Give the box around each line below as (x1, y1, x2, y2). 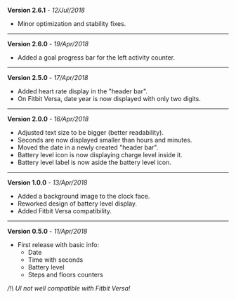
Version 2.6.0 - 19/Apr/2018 (7, 40, 89, 48)
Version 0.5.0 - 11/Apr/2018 (7, 227, 88, 235)
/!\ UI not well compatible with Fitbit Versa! (7, 284, 131, 292)
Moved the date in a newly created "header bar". (17, 143, 159, 152)
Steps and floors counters (27, 270, 103, 279)
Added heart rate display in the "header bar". (17, 87, 147, 95)
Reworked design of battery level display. (17, 199, 138, 208)
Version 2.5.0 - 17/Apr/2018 (7, 74, 88, 81)
